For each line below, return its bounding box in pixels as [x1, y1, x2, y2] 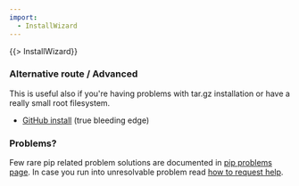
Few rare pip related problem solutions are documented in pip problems [9, 158, 272, 168]
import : [9, 12, 38, 22]
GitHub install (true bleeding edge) [21, 115, 150, 125]
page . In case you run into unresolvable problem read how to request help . [9, 166, 284, 178]
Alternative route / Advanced [9, 68, 138, 80]
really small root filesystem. [9, 97, 111, 108]
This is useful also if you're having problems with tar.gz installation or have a [9, 88, 290, 99]
